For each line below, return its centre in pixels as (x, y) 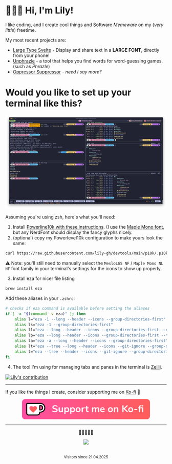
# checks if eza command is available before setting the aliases (78, 308)
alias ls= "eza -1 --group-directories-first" (64, 325)
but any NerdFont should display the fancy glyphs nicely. (73, 232)
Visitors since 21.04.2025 (86, 457)
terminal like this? (44, 103)
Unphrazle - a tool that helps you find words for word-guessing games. (88, 60)
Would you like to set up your (68, 93)
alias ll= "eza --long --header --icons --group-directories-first (87, 330)
